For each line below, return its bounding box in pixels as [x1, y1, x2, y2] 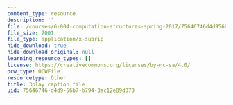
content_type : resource [7, 10, 76, 17]
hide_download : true [7, 42, 67, 49]
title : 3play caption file [7, 81, 85, 88]
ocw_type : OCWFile [7, 68, 60, 75]
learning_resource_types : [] [7, 55, 92, 62]
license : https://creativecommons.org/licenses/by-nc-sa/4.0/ [7, 61, 191, 68]
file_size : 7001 [7, 29, 54, 37]
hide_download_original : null [7, 49, 95, 56]
